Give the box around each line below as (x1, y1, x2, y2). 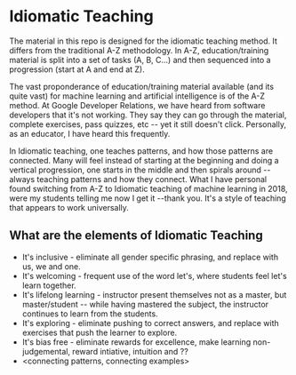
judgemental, (21, 346, 71, 356)
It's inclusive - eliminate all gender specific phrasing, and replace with (21, 251, 278, 262)
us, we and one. (21, 260, 82, 272)
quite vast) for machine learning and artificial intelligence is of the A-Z (9, 91, 265, 101)
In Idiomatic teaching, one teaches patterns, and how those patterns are (9, 145, 274, 156)
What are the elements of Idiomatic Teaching (9, 228, 264, 243)
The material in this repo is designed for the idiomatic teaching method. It (9, 36, 278, 46)
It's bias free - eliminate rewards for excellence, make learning (21, 336, 252, 347)
